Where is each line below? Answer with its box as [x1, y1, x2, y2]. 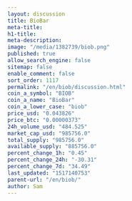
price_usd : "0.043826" [7, 110, 75, 117]
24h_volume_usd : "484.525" [7, 123, 88, 130]
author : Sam [7, 182, 43, 190]
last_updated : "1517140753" [7, 169, 91, 177]
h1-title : [7, 30, 37, 38]
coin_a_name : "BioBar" [7, 97, 75, 104]
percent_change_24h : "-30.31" [7, 156, 98, 164]
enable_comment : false [7, 70, 75, 77]
